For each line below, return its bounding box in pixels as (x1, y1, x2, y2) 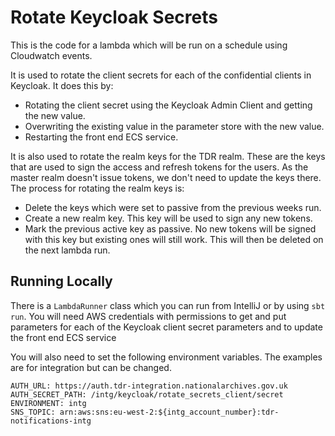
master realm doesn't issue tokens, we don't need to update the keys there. (10, 171, 322, 183)
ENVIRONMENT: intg (10, 398, 87, 408)
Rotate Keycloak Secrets (10, 6, 218, 29)
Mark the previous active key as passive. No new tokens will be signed (24, 222, 317, 235)
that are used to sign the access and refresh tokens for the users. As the (10, 161, 309, 173)
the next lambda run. (24, 244, 111, 256)
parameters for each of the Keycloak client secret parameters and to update (10, 321, 323, 333)
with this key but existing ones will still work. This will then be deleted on (24, 233, 324, 245)
